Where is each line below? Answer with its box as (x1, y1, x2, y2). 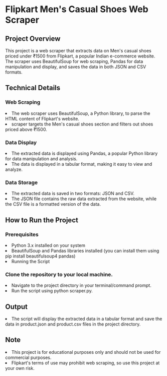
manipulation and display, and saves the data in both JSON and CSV (5, 64, 146, 70)
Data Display (5, 139, 37, 146)
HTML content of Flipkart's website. (5, 115, 79, 121)
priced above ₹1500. (5, 126, 48, 132)
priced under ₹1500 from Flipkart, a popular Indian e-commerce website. (5, 53, 155, 59)
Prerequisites (5, 231, 39, 238)
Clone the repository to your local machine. (5, 271, 113, 278)
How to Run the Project (5, 216, 79, 224)
